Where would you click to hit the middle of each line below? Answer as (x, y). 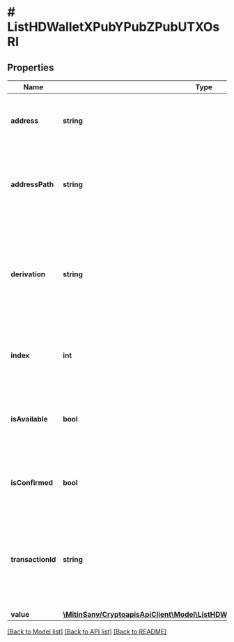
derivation (28, 274)
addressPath (32, 184)
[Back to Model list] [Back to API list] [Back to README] (87, 632)
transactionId (33, 559)
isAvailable (29, 419)
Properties (31, 67)
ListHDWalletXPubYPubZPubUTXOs (114, 27)
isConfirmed (32, 483)
